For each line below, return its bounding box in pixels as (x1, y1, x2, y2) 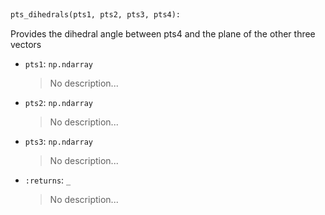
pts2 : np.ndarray (24, 96, 94, 108)
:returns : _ (24, 174, 72, 186)
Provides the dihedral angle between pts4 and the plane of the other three (10, 27, 316, 40)
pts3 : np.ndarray (24, 135, 94, 147)
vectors (10, 38, 42, 50)
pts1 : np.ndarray (24, 57, 94, 70)
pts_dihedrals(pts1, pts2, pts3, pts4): (10, 10, 182, 20)
